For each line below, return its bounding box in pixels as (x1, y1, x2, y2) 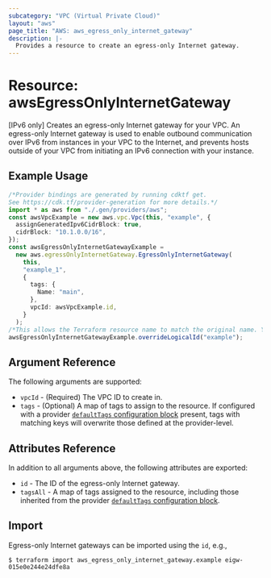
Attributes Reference (8, 441, 116, 455)
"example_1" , (23, 265, 67, 274)
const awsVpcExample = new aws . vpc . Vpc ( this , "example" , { (8, 213, 211, 222)
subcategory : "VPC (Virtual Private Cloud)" (8, 11, 161, 20)
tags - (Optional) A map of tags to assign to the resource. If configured (19, 401, 256, 411)
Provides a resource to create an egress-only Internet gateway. (15, 42, 240, 50)
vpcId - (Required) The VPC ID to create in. (19, 393, 163, 402)
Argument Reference (8, 356, 116, 369)
